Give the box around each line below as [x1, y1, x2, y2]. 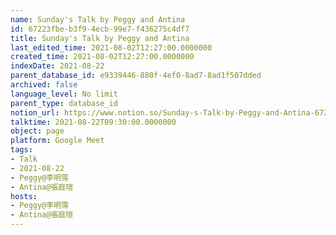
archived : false [10, 80, 78, 90]
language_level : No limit [10, 89, 118, 99]
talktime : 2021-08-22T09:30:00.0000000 [10, 117, 177, 127]
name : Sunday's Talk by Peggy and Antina [10, 14, 186, 25]
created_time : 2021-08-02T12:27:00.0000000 [10, 52, 195, 62]
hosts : [10, 191, 38, 201]
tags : [10, 145, 33, 155]
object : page [10, 126, 65, 136]
